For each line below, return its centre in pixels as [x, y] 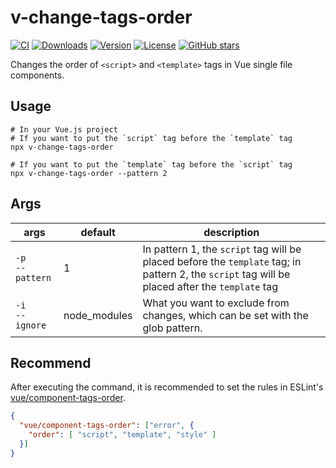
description [231, 232]
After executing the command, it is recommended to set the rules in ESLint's [167, 387]
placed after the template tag [210, 286]
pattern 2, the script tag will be [216, 274]
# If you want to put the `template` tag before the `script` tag [151, 164]
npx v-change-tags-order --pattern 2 [89, 173]
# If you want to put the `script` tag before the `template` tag [151, 138]
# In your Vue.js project [64, 129]
